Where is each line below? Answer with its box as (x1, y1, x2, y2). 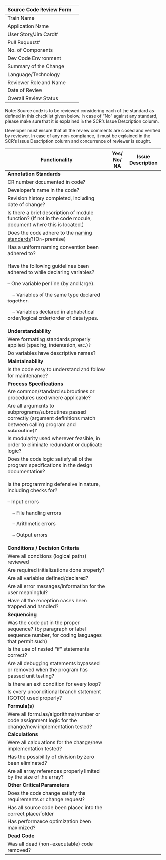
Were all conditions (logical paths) (7, 553, 87, 559)
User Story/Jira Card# (7, 31, 58, 38)
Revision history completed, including (7, 195, 95, 202)
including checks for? (7, 487, 58, 494)
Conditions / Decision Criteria (7, 545, 79, 551)
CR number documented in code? (7, 179, 85, 185)
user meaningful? (7, 589, 48, 596)
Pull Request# (7, 39, 40, 45)
